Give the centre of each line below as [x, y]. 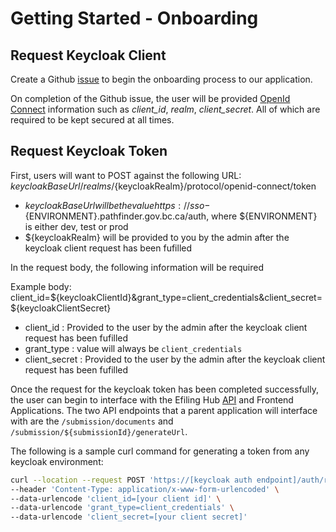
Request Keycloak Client [88, 55]
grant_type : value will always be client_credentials [133, 348]
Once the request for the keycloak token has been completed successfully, [164, 389]
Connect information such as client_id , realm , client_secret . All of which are [165, 109]
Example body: [41, 286]
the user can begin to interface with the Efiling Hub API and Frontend [152, 399]
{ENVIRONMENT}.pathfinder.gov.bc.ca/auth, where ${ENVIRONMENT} [171, 216]
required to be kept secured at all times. [92, 120]
